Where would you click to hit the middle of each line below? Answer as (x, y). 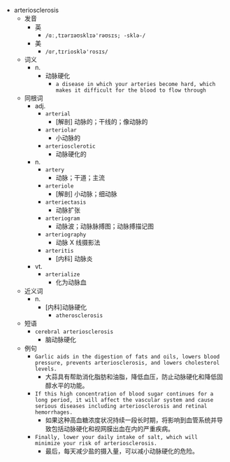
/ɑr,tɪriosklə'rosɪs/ (77, 52)
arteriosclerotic (70, 146)
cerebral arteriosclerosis (74, 332)
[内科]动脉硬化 (66, 307)
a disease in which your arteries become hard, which (136, 84)
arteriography (66, 234)
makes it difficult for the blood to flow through (131, 90)
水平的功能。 (70, 385)
